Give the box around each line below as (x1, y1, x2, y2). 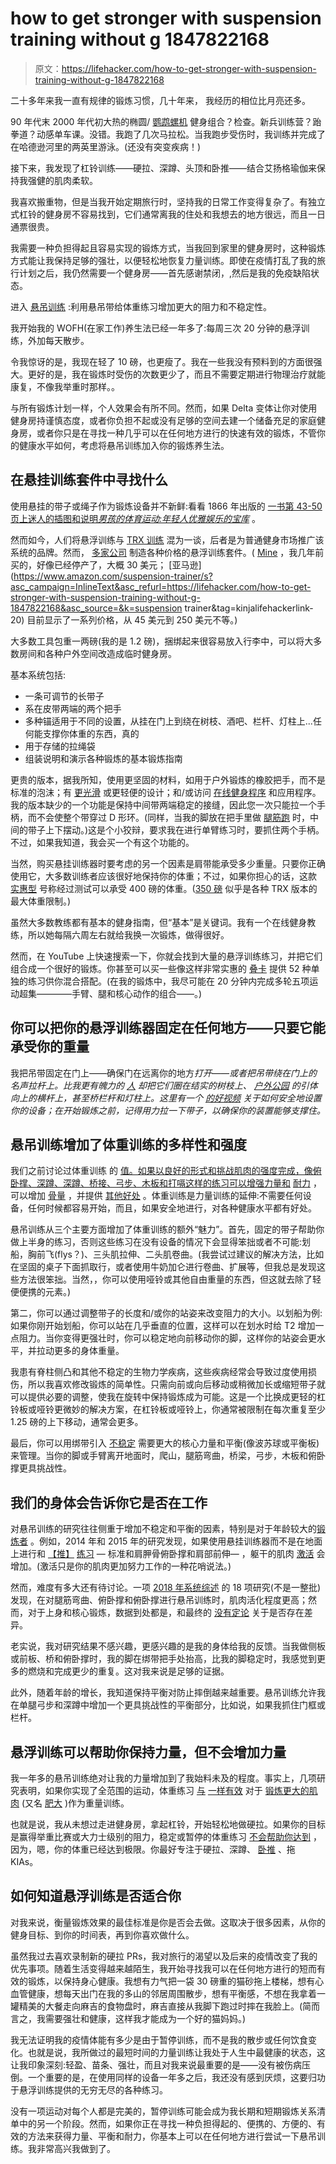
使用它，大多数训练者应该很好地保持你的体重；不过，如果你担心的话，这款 (10, 870, 317, 882)
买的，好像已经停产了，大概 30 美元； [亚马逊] (10, 558, 202, 571)
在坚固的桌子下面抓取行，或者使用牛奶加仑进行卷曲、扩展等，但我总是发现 (10, 1261, 317, 1273)
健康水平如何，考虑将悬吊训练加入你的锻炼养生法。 (18, 439, 230, 451)
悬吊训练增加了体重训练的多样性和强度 (10, 1136, 247, 1153)
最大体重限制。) (10, 895, 72, 907)
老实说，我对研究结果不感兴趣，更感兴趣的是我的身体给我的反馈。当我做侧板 (10, 1640, 326, 1652)
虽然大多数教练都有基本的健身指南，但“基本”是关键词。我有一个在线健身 (10, 916, 308, 928)
